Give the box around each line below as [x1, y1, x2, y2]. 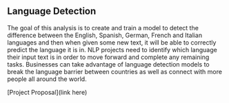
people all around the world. [7, 75, 88, 83]
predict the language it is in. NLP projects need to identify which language [7, 45, 217, 54]
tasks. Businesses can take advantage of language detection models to [7, 60, 210, 68]
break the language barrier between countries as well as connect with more [7, 67, 223, 76]
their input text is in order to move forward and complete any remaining [7, 53, 210, 61]
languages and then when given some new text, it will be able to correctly [7, 38, 217, 47]
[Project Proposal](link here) [7, 88, 88, 96]
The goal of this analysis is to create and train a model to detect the [7, 23, 199, 32]
